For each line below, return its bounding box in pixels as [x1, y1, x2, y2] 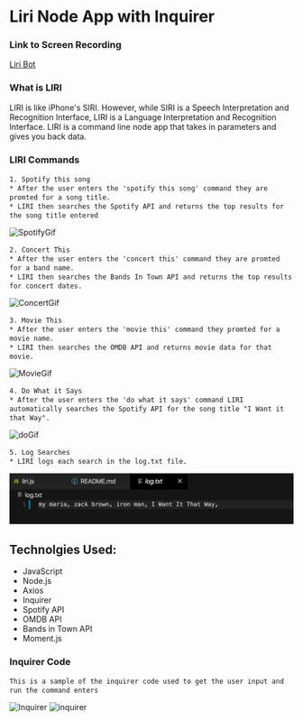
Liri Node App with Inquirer [9, 6, 216, 27]
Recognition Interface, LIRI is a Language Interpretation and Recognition [9, 111, 277, 123]
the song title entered [9, 211, 99, 220]
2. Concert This [9, 245, 70, 254]
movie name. [9, 334, 54, 344]
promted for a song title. [9, 193, 111, 202]
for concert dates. [9, 282, 83, 291]
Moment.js [22, 633, 62, 643]
